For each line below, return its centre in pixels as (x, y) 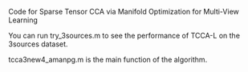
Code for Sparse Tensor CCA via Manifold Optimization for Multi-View (124, 12)
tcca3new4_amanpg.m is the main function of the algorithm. (108, 60)
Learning (23, 20)
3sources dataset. (38, 44)
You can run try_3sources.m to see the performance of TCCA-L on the (124, 36)
